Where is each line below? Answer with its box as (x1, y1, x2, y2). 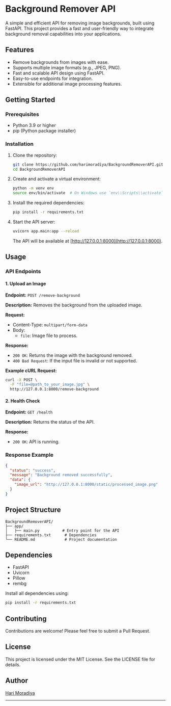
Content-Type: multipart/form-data (12, 322, 88, 328)
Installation (5, 141, 34, 148)
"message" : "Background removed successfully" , (10, 473, 113, 478)
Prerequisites (5, 111, 39, 118)
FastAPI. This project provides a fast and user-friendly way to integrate (5, 25, 154, 31)
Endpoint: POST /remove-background (5, 292, 80, 298)
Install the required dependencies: (12, 200, 85, 206)
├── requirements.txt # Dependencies (5, 532, 97, 538)
